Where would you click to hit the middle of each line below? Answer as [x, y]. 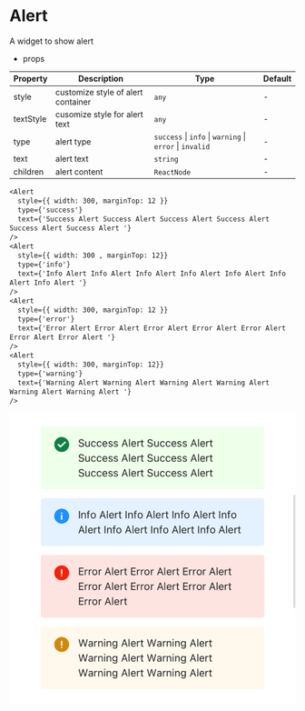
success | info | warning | [200, 136]
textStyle [30, 119]
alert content [79, 171]
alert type [74, 141]
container [74, 102]
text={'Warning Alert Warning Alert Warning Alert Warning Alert [144, 383]
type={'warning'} [50, 374]
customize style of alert [99, 92]
